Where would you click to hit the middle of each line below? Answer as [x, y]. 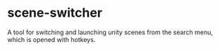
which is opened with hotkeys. [51, 39]
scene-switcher [55, 13]
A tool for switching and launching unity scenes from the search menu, [110, 32]
